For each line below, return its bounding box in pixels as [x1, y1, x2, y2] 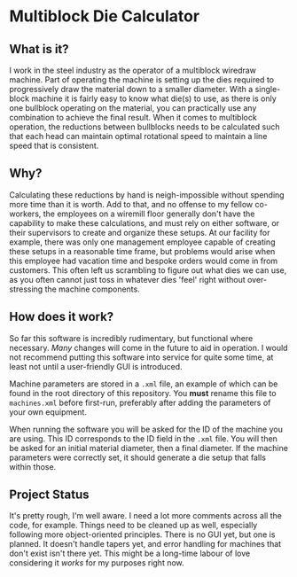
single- [254, 84, 281, 94]
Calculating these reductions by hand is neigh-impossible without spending [9, 189, 285, 200]
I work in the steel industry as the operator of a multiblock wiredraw [9, 65, 257, 75]
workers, [9, 208, 42, 219]
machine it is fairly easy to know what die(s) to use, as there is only [30, 93, 277, 104]
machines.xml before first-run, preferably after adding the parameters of [9, 397, 271, 408]
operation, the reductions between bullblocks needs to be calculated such [9, 121, 281, 132]
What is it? [9, 42, 69, 57]
